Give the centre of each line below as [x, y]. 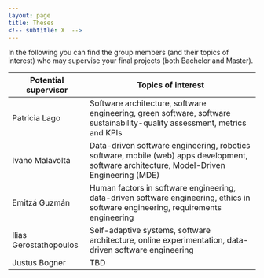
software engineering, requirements [156, 208]
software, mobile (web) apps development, [169, 156]
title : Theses [31, 23]
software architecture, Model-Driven [157, 165]
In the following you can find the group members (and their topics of [119, 53]
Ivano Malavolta [41, 161]
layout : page [29, 15]
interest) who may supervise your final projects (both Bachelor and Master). [131, 61]
